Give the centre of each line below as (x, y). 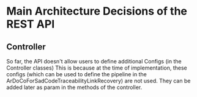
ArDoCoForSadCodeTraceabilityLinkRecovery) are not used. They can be (98, 81)
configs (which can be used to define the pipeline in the (76, 74)
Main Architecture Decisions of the (97, 11)
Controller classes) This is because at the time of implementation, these (97, 68)
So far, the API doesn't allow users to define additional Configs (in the (94, 61)
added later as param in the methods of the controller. (74, 87)
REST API (31, 24)
